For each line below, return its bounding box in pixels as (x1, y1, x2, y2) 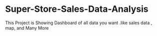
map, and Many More (5, 25, 49, 31)
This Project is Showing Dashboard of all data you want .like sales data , (5, 20, 153, 26)
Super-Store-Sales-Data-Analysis (5, 3, 149, 15)
